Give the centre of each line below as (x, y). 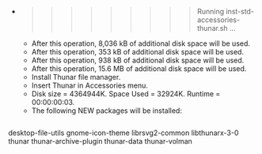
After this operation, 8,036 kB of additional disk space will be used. (141, 43)
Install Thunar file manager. (76, 77)
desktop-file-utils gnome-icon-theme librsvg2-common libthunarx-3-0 (123, 133)
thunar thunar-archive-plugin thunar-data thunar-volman (100, 141)
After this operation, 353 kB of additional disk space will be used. (137, 52)
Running (211, 11)
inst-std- (240, 11)
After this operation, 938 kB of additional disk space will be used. (138, 60)
